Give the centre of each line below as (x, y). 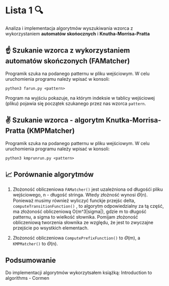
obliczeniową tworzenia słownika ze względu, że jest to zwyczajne (83, 223)
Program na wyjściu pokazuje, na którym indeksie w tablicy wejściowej (80, 98)
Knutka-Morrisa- (133, 120)
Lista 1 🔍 (24, 11)
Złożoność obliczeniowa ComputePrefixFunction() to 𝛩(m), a (77, 238)
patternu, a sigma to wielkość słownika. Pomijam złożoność (75, 217)
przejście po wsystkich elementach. (50, 228)
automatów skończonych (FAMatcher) (68, 61)
